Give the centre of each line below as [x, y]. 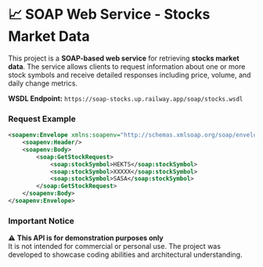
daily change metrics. [43, 83]
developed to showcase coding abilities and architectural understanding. [125, 254]
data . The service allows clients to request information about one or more [127, 66]
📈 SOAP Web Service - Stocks [109, 15]
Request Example [42, 119]
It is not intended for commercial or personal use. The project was [115, 247]
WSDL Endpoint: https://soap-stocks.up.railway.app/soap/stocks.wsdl [126, 98]
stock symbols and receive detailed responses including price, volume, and [130, 75]
